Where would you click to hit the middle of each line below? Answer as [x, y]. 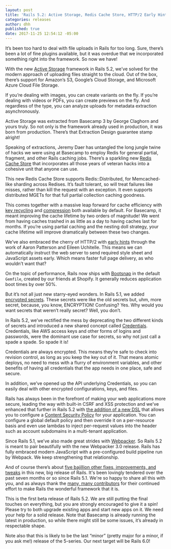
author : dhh [18, 24]
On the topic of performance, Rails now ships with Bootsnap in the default [83, 273]
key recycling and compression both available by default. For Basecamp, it [83, 210]
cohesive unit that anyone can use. [42, 169]
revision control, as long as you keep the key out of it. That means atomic [82, 357]
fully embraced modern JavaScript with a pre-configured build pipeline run [84, 452]
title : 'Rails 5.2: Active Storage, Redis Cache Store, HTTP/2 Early [81, 15]
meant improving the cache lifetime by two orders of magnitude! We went [82, 216]
